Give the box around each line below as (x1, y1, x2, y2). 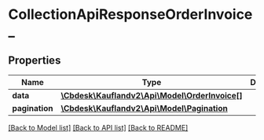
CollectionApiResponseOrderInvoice (8, 6, 253, 24)
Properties (8, 53, 61, 67)
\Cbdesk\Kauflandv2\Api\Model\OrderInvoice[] (60, 90, 243, 101)
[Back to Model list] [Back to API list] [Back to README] (8, 123, 189, 132)
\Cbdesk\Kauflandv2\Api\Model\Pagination (60, 103, 228, 113)
